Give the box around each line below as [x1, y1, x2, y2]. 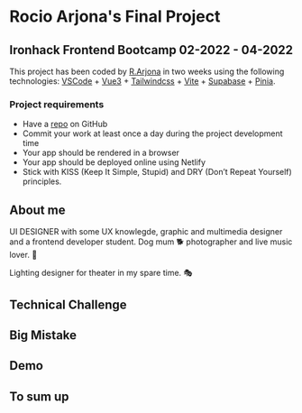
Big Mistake [9, 327, 78, 343]
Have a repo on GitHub [22, 119, 108, 130]
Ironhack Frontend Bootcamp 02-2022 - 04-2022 [9, 42, 294, 58]
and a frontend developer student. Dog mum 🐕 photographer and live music [9, 236, 293, 247]
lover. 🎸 [9, 250, 38, 261]
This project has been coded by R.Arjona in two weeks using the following [9, 66, 285, 77]
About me [9, 202, 66, 217]
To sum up [9, 389, 69, 404]
